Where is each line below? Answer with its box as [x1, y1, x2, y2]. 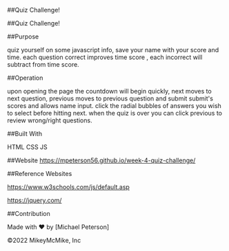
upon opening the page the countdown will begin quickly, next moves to [7, 87, 212, 95]
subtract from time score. [7, 61, 79, 68]
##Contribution [7, 210, 50, 217]
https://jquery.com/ [7, 196, 62, 204]
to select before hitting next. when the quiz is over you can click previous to [7, 109, 223, 117]
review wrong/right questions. [7, 116, 92, 124]
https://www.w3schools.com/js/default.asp [7, 183, 130, 191]
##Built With [7, 130, 43, 138]
